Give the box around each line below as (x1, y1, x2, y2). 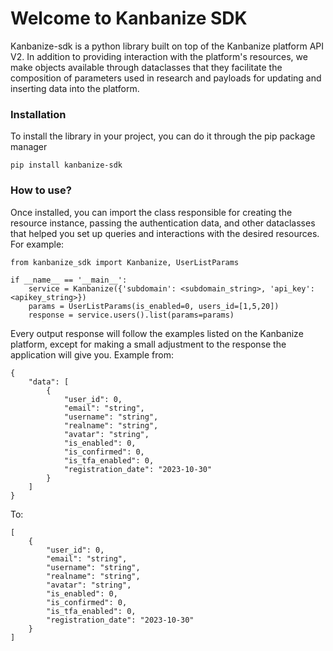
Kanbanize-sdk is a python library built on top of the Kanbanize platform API (10, 40, 325, 52)
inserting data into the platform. (10, 82, 140, 94)
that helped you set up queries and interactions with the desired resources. (10, 227, 320, 239)
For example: (10, 238, 65, 250)
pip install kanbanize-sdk (10, 160, 123, 171)
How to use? (10, 183, 72, 197)
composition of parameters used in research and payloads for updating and (10, 72, 322, 84)
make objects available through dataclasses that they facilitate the (10, 61, 283, 73)
